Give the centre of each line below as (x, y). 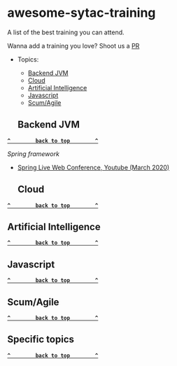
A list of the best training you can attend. (66, 32)
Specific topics (41, 340)
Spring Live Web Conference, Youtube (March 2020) (93, 167)
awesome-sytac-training (82, 13)
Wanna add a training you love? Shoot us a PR (73, 45)
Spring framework (33, 154)
